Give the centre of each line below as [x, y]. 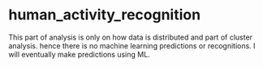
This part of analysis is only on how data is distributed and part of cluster [131, 37]
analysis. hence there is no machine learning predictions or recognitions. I [132, 45]
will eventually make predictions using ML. [79, 54]
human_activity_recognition [105, 15]
